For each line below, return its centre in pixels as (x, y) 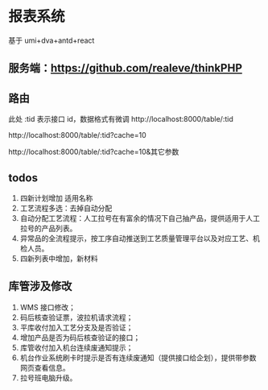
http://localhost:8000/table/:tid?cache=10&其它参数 (94, 152)
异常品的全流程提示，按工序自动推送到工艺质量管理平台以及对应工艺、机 (140, 238)
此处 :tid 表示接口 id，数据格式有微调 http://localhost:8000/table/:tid (121, 119)
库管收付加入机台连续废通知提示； (76, 347)
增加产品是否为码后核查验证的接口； (80, 337)
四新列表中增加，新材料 (59, 258)
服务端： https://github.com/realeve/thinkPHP (126, 68)
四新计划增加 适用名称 (56, 197)
